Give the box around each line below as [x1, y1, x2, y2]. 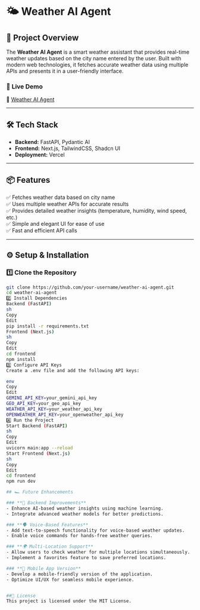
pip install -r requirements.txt [6, 323, 89, 329]
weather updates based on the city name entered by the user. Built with [6, 55, 182, 62]
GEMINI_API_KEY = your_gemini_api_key [6, 395, 97, 401]
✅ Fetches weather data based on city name [6, 194, 115, 201]
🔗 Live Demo [6, 82, 43, 90]
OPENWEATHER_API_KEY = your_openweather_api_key [6, 412, 124, 418]
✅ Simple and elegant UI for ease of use [6, 220, 105, 227]
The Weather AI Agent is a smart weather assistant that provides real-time [6, 48, 189, 56]
